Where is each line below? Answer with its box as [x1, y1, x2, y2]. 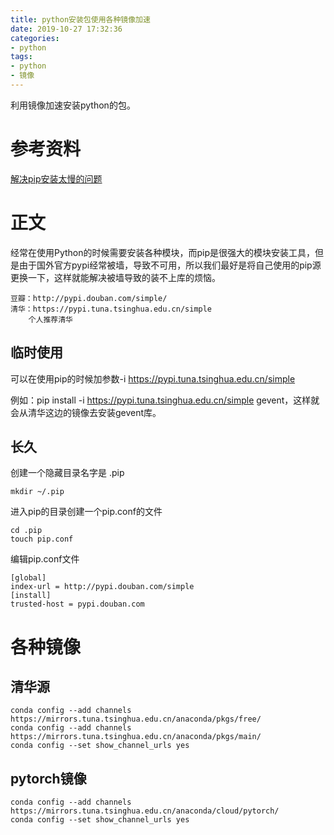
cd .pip [10, 526, 43, 536]
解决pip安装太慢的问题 [10, 172, 103, 185]
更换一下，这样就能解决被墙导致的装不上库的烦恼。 [10, 271, 221, 283]
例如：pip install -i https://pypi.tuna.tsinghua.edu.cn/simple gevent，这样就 [10, 394, 320, 406]
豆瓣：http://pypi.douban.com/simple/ [10, 293, 168, 303]
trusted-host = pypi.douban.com [10, 599, 145, 610]
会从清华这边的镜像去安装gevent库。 [10, 406, 162, 418]
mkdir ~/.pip [10, 487, 65, 497]
